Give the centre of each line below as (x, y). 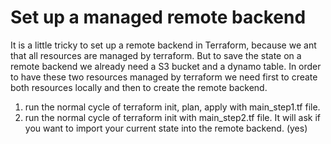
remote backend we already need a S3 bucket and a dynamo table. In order (166, 66)
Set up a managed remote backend (158, 17)
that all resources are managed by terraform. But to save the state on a (156, 55)
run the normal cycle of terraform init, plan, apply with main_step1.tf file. (172, 107)
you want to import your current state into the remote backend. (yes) (166, 128)
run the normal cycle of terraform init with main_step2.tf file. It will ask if (172, 117)
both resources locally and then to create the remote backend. (139, 87)
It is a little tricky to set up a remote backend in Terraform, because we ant (163, 45)
